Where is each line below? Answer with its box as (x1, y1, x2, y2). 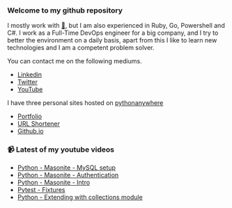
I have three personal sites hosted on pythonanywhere (7, 99, 164, 107)
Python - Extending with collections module (17, 193, 143, 201)
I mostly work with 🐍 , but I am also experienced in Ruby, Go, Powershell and (7, 22, 225, 30)
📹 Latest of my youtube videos (7, 145, 115, 154)
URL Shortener (17, 120, 61, 128)
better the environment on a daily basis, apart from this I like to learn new (7, 36, 217, 45)
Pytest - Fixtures (17, 185, 65, 193)
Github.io (17, 127, 44, 136)
